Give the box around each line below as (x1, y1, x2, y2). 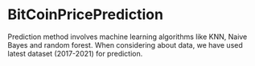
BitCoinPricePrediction (7, 6, 164, 24)
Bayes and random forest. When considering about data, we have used (7, 40, 243, 49)
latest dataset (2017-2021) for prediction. (7, 49, 143, 58)
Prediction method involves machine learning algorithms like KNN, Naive (7, 32, 248, 41)
